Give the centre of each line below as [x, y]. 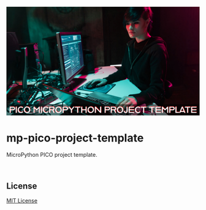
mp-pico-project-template [75, 138]
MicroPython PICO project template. [52, 155]
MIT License [22, 201]
